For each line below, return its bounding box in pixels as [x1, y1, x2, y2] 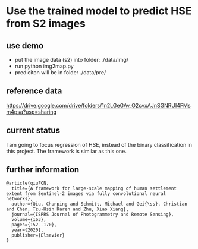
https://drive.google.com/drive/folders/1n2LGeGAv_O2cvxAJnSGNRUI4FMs [6, 102, 191, 109]
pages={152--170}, [11, 222, 58, 228]
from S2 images [6, 17, 86, 30]
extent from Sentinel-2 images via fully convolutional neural [6, 191, 166, 197]
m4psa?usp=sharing [6, 108, 56, 115]
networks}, [6, 196, 33, 202]
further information [6, 165, 80, 175]
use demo [6, 40, 44, 51]
